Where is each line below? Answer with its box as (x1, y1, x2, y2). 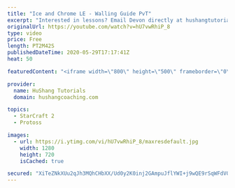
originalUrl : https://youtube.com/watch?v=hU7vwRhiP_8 (7, 23, 171, 30)
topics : (7, 106, 30, 113)
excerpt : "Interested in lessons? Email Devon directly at (7, 17, 183, 24)
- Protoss (13, 119, 42, 126)
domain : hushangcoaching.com (13, 93, 99, 101)
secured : (7, 170, 33, 178)
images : (7, 132, 30, 139)
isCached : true (20, 157, 64, 164)
